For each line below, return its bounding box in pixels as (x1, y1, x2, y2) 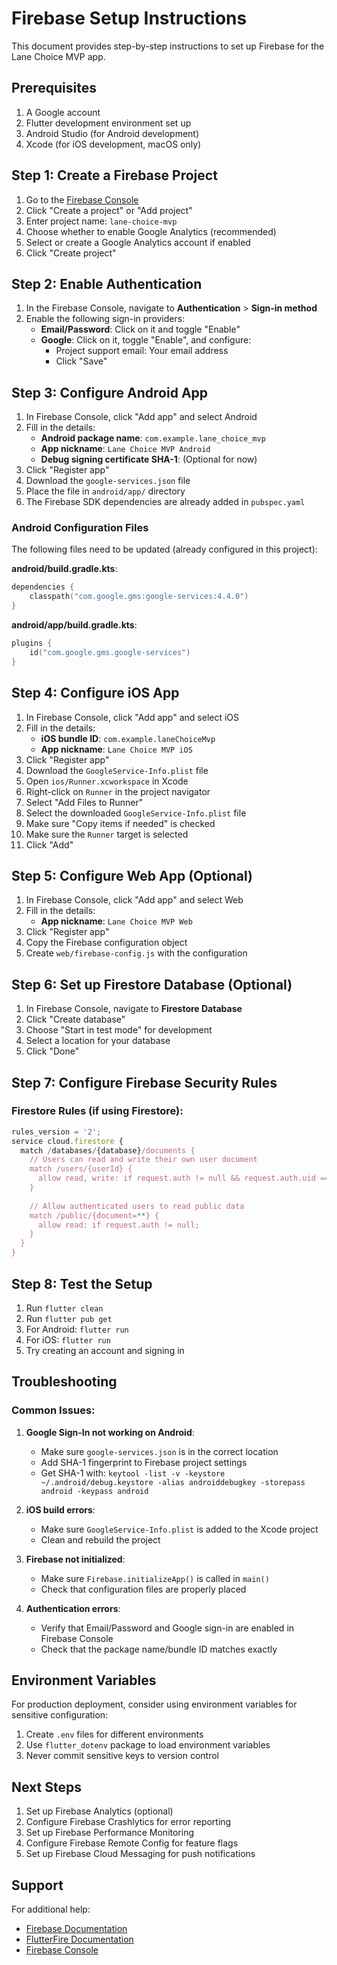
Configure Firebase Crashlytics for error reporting (25, 1816, 232, 1828)
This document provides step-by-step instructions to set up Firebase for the (11, 40, 325, 52)
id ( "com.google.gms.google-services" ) (29, 647, 191, 657)
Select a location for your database (25, 1035, 171, 1047)
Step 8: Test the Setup (11, 1275, 153, 1292)
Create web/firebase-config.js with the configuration (25, 947, 248, 959)
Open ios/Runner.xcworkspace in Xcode (25, 775, 189, 787)
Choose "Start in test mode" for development (25, 1024, 213, 1036)
